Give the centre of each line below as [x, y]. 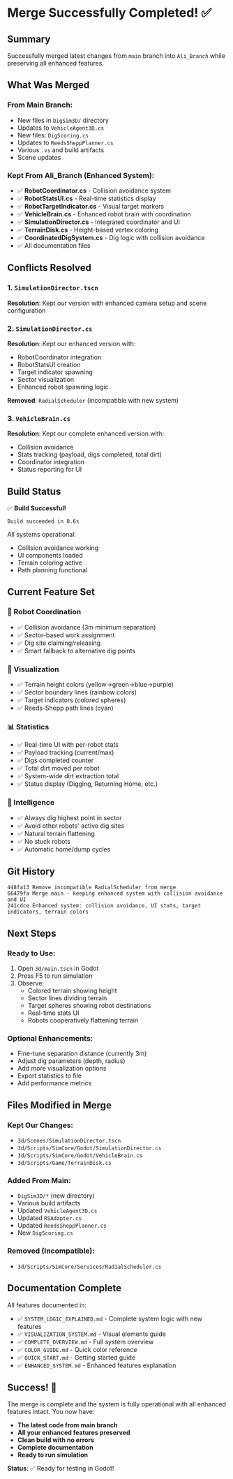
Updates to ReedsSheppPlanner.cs [65, 142]
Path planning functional [52, 570]
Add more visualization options [62, 1069]
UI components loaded [50, 556]
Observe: [30, 983]
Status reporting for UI [50, 470]
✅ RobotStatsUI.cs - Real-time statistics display [87, 198]
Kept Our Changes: [40, 1125]
